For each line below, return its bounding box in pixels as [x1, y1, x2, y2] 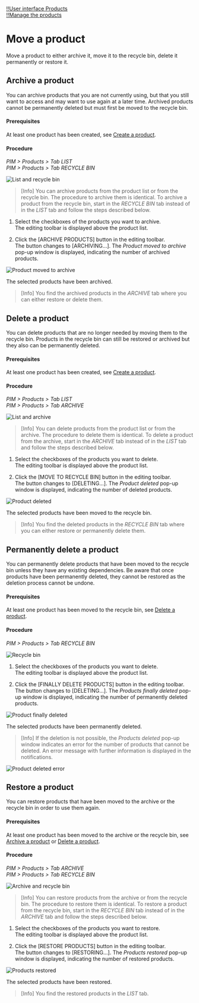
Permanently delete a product [6, 544, 119, 554]
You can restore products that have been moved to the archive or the [6, 798, 175, 805]
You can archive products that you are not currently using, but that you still [6, 91, 189, 98]
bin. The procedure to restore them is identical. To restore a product [20, 900, 187, 908]
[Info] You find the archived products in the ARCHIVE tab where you [20, 289, 187, 297]
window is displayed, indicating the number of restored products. [14, 955, 175, 962]
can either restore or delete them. [20, 296, 103, 303]
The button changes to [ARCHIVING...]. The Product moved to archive [14, 242, 187, 249]
